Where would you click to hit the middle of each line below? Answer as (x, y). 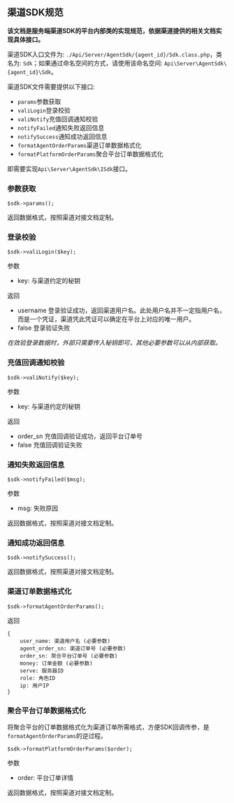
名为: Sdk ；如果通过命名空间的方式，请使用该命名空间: (85, 63)
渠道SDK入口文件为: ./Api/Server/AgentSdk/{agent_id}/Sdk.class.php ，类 (115, 54)
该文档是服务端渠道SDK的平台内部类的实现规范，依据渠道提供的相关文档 (112, 31)
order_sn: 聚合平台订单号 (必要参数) (69, 656)
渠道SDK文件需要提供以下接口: (51, 87)
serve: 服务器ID (42, 671)
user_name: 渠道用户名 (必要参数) (65, 641)
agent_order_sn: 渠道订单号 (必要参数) (73, 649)
